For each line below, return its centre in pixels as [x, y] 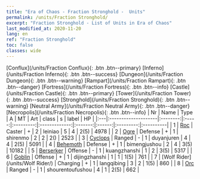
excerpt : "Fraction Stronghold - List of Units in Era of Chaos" [89, 23]
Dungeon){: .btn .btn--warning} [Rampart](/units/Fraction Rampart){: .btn [96, 80]
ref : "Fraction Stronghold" [41, 40]
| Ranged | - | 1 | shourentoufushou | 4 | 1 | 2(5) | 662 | [73, 169]
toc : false [20, 45]
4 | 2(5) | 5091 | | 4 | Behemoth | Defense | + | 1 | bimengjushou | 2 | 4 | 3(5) [99, 144]
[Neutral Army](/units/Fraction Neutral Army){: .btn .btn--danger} [110, 106]
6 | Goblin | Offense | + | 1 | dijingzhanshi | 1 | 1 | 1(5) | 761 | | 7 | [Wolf [91, 157]
